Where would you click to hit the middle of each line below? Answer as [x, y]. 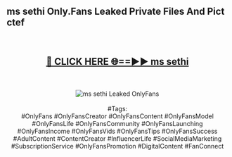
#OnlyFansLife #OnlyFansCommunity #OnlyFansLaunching [117, 123]
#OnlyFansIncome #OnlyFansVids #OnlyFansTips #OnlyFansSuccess [117, 131]
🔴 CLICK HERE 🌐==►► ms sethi [117, 62]
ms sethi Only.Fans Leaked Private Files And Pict [116, 12]
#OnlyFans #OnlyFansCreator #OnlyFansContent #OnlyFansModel [117, 116]
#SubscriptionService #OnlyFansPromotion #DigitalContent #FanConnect [117, 146]
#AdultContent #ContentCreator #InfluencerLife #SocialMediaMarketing [117, 138]
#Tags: [117, 108]
